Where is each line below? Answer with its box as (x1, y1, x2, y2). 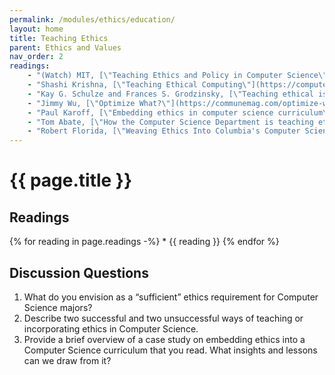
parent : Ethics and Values (9, 42, 122, 53)
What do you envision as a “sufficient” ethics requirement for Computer (23, 291, 319, 303)
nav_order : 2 (9, 52, 64, 62)
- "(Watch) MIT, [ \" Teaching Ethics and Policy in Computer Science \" (27, 71, 328, 81)
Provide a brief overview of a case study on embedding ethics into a (23, 333, 306, 345)
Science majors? (23, 301, 93, 313)
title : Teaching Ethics (9, 33, 109, 43)
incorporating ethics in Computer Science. (23, 322, 199, 335)
